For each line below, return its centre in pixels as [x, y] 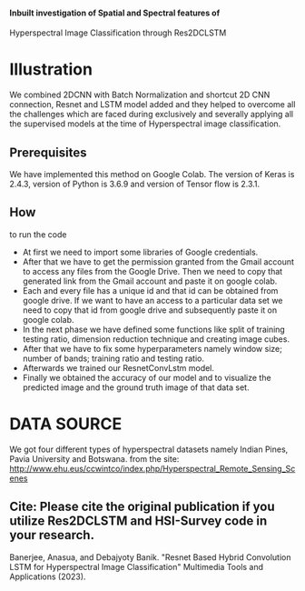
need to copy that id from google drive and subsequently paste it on [150, 310]
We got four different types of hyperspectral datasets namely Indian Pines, [149, 449]
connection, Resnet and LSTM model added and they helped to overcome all [152, 105]
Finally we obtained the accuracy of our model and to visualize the [147, 377]
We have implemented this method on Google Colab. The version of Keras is [152, 174]
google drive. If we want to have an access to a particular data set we [152, 300]
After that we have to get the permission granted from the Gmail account [158, 261]
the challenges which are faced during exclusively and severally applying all [151, 115]
